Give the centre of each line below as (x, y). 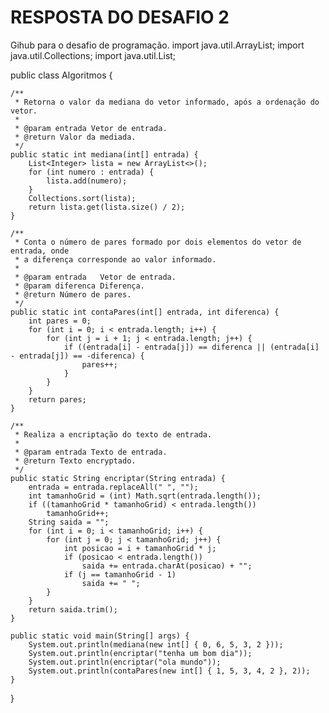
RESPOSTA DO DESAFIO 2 (120, 17)
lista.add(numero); (87, 181)
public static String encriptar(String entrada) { (118, 478)
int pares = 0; (60, 321)
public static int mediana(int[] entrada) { (104, 154)
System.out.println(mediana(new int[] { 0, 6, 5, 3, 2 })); (156, 644)
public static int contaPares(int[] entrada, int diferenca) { (145, 312)
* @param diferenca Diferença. (79, 286)
